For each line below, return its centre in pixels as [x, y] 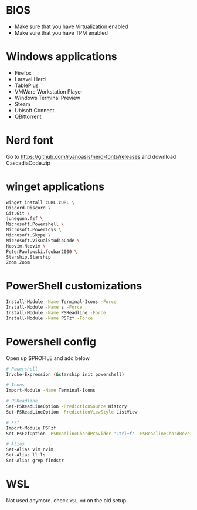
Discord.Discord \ [28, 208]
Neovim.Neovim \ [26, 246]
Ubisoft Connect [34, 110]
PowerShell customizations [74, 286]
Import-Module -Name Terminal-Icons [51, 391]
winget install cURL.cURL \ [40, 202]
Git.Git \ [18, 213]
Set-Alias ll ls [26, 455]
